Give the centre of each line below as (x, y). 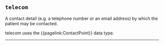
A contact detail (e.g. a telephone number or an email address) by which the (82, 18)
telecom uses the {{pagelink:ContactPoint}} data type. (60, 33)
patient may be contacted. (31, 23)
